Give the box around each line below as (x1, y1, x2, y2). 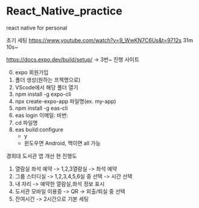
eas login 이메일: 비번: (14, 112, 68, 119)
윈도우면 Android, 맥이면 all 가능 (24, 139, 101, 147)
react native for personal (6, 24, 68, 31)
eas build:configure (14, 125, 63, 133)
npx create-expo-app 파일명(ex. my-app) (14, 98, 116, 105)
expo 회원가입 (14, 68, 49, 76)
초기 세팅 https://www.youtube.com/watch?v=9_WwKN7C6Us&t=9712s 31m (6, 36, 194, 43)
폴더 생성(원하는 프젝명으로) (14, 76, 81, 83)
